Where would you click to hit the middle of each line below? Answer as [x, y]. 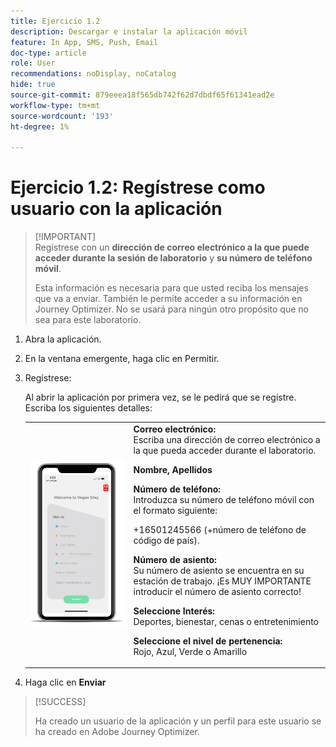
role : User [33, 63]
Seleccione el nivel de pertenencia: [208, 641]
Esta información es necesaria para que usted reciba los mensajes [171, 288]
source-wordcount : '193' [62, 116]
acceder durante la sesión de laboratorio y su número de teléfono [173, 258]
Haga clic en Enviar [65, 682]
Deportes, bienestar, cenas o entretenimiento [226, 621]
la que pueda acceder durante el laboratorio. [225, 450]
